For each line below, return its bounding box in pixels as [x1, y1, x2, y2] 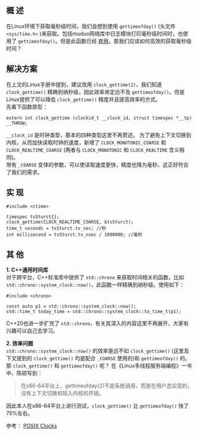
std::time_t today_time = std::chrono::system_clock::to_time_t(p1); [6, 308, 182, 315]
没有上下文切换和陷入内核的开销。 [20, 390, 104, 397]
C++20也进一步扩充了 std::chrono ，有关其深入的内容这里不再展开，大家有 [6, 320, 189, 327]
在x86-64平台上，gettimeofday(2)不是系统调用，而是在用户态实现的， [20, 382, 193, 389]
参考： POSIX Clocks [6, 423, 58, 430]
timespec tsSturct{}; [6, 214, 60, 220]
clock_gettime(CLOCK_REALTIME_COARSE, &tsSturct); [6, 219, 134, 225]
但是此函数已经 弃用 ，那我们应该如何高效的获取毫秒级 [60, 37, 192, 45]
